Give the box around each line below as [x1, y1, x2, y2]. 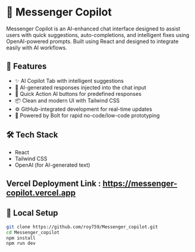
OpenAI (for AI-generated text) [14, 161, 90, 169]
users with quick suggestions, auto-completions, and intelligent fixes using [6, 31, 190, 38]
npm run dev [6, 241, 36, 247]
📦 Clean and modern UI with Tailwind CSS [14, 97, 120, 104]
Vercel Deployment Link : [6, 178, 101, 188]
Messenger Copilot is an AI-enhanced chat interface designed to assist [6, 25, 181, 32]
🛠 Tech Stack [6, 130, 58, 140]
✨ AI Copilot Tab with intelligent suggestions [14, 77, 124, 84]
